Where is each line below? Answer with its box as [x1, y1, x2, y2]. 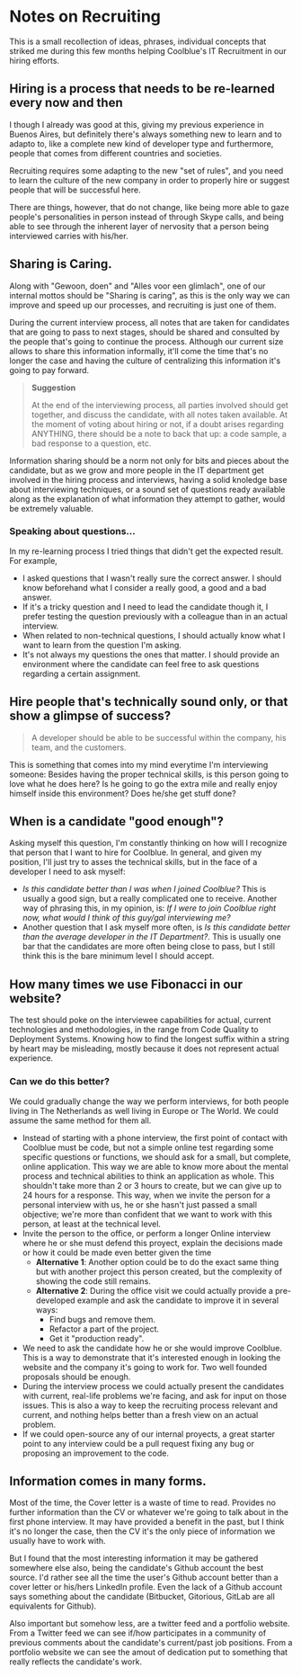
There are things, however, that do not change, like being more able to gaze [9, 201, 289, 212]
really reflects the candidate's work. [9, 1656, 142, 1667]
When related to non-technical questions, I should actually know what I [22, 629, 286, 640]
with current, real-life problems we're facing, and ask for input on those [22, 1390, 288, 1401]
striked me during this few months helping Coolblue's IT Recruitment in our [9, 45, 288, 56]
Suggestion [31, 382, 76, 393]
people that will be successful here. [9, 184, 141, 195]
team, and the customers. [31, 742, 127, 753]
